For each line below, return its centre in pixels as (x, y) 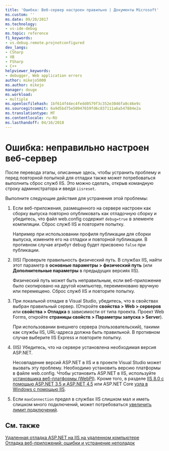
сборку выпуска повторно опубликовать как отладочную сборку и (84, 213)
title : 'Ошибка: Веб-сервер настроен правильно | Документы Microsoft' (82, 10)
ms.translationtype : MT (30, 113)
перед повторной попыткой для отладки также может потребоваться (80, 178)
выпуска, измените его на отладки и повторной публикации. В (80, 239)
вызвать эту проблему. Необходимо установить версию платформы (87, 368)
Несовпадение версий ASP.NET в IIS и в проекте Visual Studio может (87, 362)
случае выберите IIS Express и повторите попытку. (67, 337)
